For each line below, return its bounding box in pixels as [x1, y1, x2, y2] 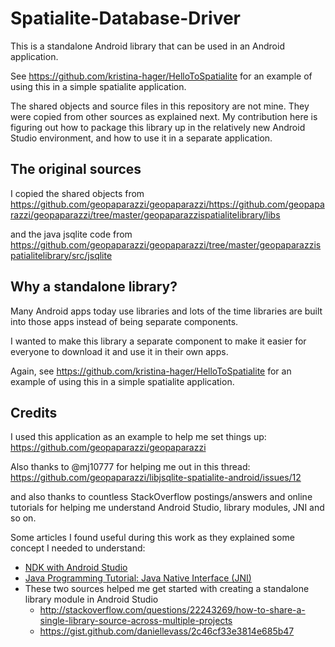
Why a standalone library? [10, 278, 178, 296]
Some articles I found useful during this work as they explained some [10, 532, 295, 544]
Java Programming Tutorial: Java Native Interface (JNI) [24, 572, 252, 584]
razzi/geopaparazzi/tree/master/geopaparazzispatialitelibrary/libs [10, 208, 281, 221]
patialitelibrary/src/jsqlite [10, 249, 113, 261]
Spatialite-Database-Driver [10, 7, 242, 30]
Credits [10, 404, 58, 421]
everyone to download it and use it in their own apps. [10, 345, 229, 357]
